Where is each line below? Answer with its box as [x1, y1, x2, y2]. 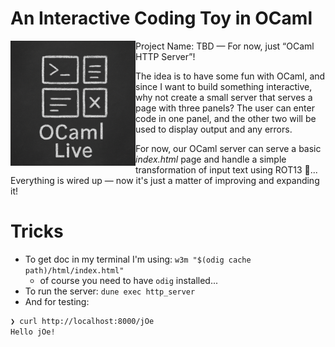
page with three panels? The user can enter [135, 102, 315, 114]
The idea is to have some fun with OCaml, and [135, 70, 326, 82]
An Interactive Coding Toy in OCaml [10, 7, 313, 30]
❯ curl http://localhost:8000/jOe [10, 316, 155, 326]
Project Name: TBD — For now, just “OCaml [135, 40, 315, 52]
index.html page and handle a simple [135, 153, 287, 165]
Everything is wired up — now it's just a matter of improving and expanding [10, 174, 320, 186]
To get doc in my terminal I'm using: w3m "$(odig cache [24, 253, 252, 265]
